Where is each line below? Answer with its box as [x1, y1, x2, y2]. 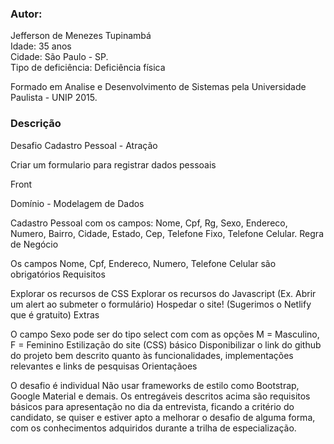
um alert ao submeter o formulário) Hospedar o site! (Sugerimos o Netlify [10, 298, 312, 310]
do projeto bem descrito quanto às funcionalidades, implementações [10, 349, 294, 361]
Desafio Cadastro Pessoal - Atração [10, 139, 158, 151]
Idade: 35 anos [10, 40, 72, 52]
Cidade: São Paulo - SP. [10, 51, 109, 63]
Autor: [10, 7, 43, 21]
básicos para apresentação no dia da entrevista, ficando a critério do [10, 400, 295, 412]
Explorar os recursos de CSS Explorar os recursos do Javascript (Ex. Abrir [10, 287, 317, 299]
